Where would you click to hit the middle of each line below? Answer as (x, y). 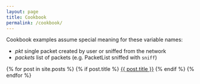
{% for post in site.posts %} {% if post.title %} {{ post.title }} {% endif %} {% (100, 69)
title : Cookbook (26, 17)
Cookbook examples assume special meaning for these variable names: (95, 40)
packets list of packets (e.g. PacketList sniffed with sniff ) (86, 58)
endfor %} (19, 76)
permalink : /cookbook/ (34, 23)
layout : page (22, 12)
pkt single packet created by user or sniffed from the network (90, 51)
